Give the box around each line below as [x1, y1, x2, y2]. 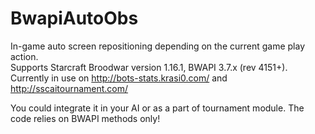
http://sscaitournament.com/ [10, 82, 129, 94]
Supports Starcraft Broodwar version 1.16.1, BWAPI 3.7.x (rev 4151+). [10, 61, 288, 73]
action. [10, 50, 39, 62]
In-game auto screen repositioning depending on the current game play [10, 40, 306, 52]
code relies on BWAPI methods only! [10, 112, 161, 124]
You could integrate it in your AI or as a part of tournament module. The [10, 102, 305, 114]
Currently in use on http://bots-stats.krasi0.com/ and [10, 72, 228, 84]
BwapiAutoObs [10, 7, 139, 30]
